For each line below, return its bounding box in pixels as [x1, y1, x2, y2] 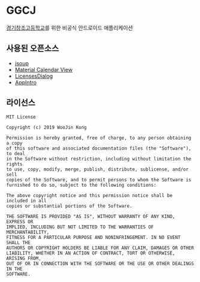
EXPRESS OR [6, 219, 34, 225]
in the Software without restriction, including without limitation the [6, 156, 192, 162]
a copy [6, 140, 23, 146]
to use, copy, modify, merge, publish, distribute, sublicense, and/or [6, 166, 189, 172]
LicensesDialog [14, 72, 53, 80]
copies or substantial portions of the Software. [6, 203, 133, 209]
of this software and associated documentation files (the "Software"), [6, 145, 192, 151]
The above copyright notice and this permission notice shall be [6, 192, 172, 198]
